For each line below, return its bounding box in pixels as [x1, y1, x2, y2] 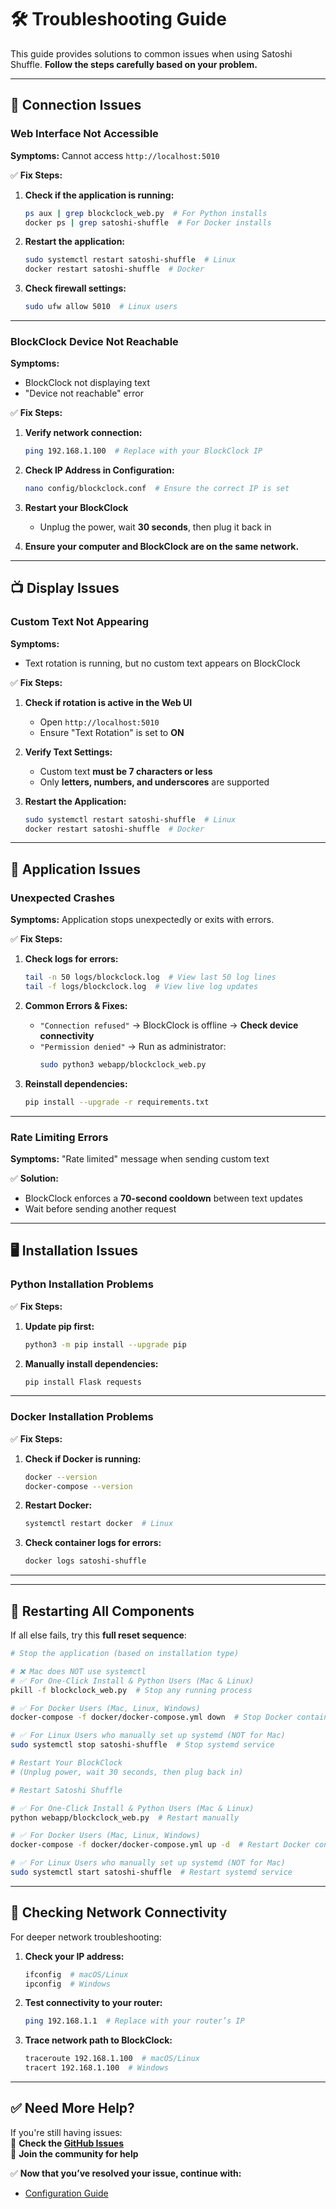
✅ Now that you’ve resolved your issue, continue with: [10, 2167, 242, 2179]
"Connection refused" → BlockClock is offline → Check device [39, 1019, 299, 1031]
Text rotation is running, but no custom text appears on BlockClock [24, 657, 301, 669]
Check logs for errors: [24, 953, 119, 965]
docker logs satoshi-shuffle [24, 1556, 147, 1566]
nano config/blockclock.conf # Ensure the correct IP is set [24, 484, 290, 494]
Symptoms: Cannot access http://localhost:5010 [10, 149, 220, 161]
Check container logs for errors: [24, 1537, 162, 1549]
